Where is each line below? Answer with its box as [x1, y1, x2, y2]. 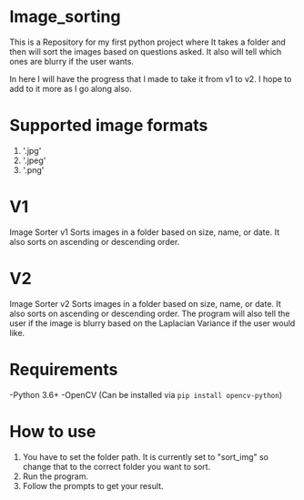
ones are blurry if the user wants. [9, 56, 135, 66]
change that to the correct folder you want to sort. [22, 461, 211, 472]
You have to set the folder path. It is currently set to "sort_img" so [22, 451, 269, 462]
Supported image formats [9, 116, 208, 136]
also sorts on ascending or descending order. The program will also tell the [9, 308, 290, 319]
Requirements [9, 359, 118, 380]
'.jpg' [22, 145, 42, 156]
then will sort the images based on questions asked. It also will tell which [9, 46, 282, 56]
